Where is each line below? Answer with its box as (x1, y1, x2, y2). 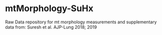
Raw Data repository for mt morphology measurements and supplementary (5, 19, 157, 25)
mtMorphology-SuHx (5, 3, 94, 14)
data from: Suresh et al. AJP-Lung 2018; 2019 (5, 24, 97, 30)
